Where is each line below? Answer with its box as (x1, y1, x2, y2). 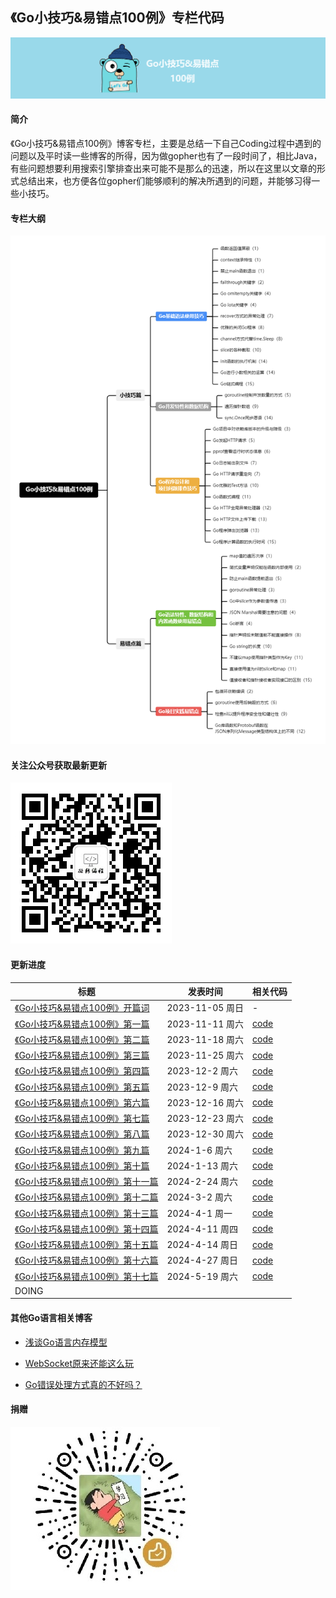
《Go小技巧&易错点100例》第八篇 (14, 1128, 150, 1140)
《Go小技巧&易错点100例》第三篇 (14, 1049, 150, 1062)
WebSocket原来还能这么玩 (24, 1357, 135, 1369)
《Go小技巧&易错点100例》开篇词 (14, 1002, 150, 1014)
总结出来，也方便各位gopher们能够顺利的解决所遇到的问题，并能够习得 (18, 174, 312, 187)
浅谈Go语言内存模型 (24, 1336, 108, 1348)
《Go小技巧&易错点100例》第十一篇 (14, 1176, 159, 1188)
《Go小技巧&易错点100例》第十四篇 (14, 1223, 159, 1235)
